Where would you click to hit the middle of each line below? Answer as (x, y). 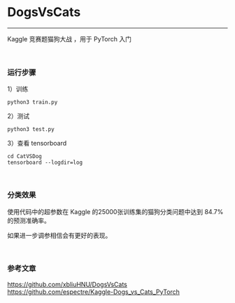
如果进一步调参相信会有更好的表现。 (59, 235)
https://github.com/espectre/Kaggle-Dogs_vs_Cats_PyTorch (94, 292)
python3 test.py (31, 129)
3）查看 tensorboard (37, 143)
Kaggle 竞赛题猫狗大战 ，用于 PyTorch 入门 (69, 38)
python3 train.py (33, 102)
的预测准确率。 (29, 220)
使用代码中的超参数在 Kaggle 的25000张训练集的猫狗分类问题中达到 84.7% (115, 211)
